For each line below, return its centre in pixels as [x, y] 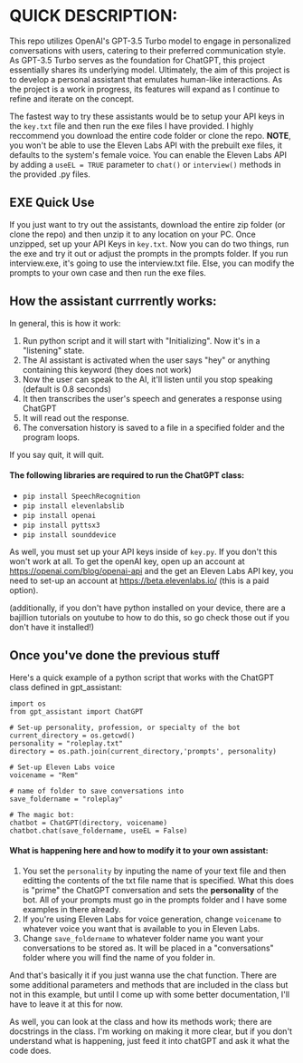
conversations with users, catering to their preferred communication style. [148, 50]
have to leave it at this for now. [66, 1004]
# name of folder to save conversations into [96, 791]
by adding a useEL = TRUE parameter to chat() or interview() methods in [146, 164]
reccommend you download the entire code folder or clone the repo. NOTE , [150, 135]
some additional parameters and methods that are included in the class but [149, 984]
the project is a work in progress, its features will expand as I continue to [145, 89]
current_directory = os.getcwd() [72, 736]
